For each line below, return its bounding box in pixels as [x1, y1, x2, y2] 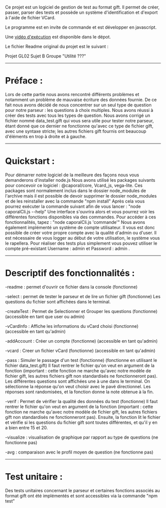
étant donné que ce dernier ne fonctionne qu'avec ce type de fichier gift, [5, 123, 154, 129]
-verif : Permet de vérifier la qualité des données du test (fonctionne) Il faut [5, 398, 158, 404]
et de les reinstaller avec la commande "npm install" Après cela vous [5, 198, 145, 204]
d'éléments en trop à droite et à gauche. [5, 133, 87, 139]
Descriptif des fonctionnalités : [5, 267, 135, 279]
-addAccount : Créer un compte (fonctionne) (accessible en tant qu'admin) [5, 338, 158, 344]
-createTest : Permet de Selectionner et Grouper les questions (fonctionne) [5, 308, 158, 314]
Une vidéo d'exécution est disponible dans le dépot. [5, 34, 111, 40]
